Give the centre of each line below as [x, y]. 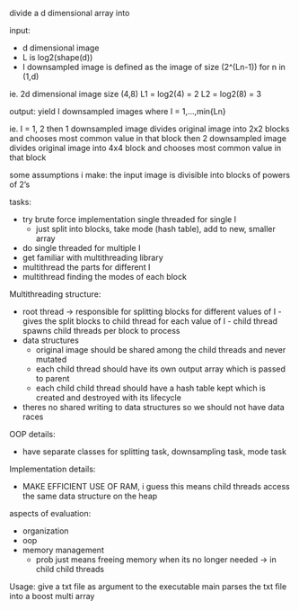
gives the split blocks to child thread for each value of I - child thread [150, 321]
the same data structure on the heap [90, 496]
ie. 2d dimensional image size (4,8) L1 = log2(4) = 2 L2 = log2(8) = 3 [136, 94]
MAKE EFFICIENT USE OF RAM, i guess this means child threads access [156, 486]
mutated [51, 359]
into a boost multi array [52, 596]
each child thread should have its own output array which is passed [160, 369]
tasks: [21, 202]
